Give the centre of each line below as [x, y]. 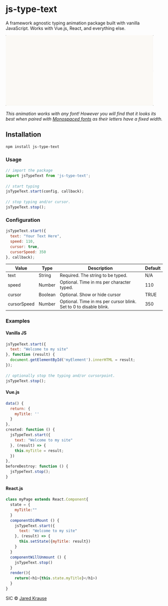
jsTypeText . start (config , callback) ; [45, 191]
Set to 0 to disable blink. [84, 306]
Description [100, 268]
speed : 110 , [23, 241]
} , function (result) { [30, 355]
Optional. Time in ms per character [95, 282]
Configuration [23, 220]
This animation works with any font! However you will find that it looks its [81, 114]
